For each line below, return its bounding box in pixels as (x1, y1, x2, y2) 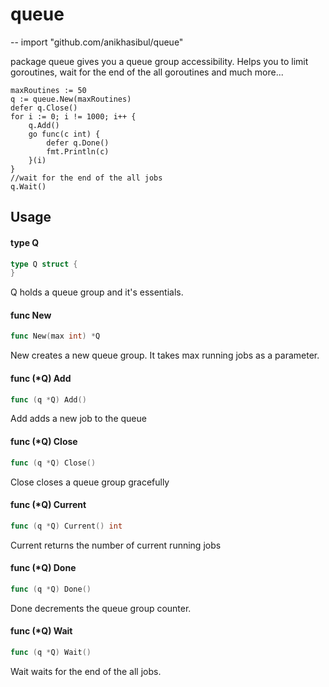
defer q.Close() (10, 103, 78, 113)
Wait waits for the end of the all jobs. (10, 665, 162, 677)
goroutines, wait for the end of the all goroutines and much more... (10, 66, 284, 78)
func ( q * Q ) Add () (10, 394, 87, 405)
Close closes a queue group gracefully (10, 476, 170, 488)
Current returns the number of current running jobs (10, 539, 222, 551)
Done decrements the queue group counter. (10, 602, 192, 614)
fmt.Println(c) (46, 146, 110, 157)
